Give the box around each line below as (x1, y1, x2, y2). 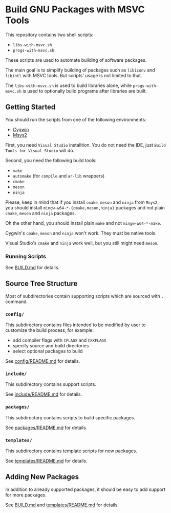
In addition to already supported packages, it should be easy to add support (5, 486, 165, 492)
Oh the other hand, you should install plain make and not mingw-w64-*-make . (5, 220, 161, 226)
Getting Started (5, 103, 56, 112)
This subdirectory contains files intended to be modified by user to (5, 322, 146, 328)
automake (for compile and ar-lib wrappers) (12, 172, 105, 179)
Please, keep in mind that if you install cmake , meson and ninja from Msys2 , (5, 199, 159, 205)
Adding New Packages (5, 472, 79, 482)
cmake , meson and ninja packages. (5, 210, 76, 216)
